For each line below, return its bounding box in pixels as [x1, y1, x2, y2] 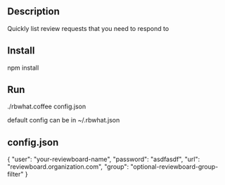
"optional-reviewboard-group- [129, 162, 219, 171]
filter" [7, 170, 24, 179]
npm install [7, 63, 39, 72]
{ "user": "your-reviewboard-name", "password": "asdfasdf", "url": [7, 155, 200, 164]
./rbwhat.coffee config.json [7, 102, 86, 111]
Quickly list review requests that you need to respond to [7, 24, 169, 32]
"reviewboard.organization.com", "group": [7, 162, 129, 171]
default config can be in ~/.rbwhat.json [7, 116, 120, 125]
